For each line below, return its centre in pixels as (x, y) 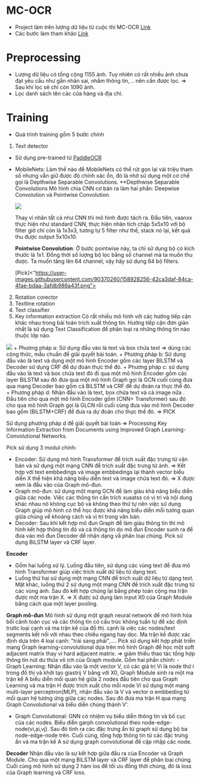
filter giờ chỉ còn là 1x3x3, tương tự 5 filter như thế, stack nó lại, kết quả (103, 230)
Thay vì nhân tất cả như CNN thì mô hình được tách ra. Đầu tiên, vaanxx (103, 217)
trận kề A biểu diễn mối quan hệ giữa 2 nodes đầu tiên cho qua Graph (92, 679)
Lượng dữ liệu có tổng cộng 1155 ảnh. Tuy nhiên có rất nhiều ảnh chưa (101, 74)
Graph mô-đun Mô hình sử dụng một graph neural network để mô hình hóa (99, 615)
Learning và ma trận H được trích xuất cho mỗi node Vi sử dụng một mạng (98, 685)
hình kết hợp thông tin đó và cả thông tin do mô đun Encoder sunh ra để (104, 529)
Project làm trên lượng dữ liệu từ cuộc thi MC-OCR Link (83, 27)
